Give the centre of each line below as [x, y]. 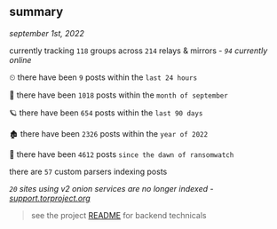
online [20, 59]
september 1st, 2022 [47, 33]
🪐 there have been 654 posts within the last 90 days [106, 113]
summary [36, 12]
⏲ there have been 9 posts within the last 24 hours [103, 77]
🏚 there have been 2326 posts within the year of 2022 [109, 133]
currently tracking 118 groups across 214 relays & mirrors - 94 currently [138, 51]
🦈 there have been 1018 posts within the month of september [119, 95]
